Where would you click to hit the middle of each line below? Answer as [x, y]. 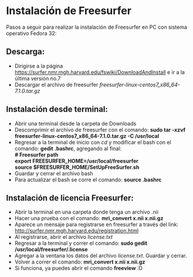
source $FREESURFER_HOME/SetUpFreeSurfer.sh [77, 167]
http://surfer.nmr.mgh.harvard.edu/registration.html [77, 231]
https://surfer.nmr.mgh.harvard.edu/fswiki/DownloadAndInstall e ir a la [99, 72]
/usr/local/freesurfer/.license [51, 249]
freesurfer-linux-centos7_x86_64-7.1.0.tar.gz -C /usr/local [87, 136]
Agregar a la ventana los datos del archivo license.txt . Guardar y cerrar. [101, 256]
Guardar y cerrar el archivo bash [54, 173]
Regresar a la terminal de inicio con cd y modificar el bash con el [93, 142]
